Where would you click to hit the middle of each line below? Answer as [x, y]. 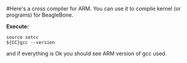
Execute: [17, 26]
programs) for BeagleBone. [40, 15]
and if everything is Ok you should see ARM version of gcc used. [87, 53]
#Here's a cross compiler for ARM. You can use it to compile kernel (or [94, 9]
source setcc [23, 37]
